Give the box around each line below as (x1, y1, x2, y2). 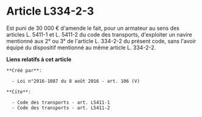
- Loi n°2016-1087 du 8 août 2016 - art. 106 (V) (12, 78, 140, 84)
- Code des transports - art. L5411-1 (12, 99, 111, 105)
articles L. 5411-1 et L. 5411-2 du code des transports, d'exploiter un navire (6, 30, 193, 38)
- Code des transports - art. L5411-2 (12, 105, 111, 111)
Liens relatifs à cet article (6, 55, 72, 63)
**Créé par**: (6, 67, 43, 74)
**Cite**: (6, 88, 32, 95)
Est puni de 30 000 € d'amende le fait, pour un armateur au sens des (6, 24, 179, 32)
